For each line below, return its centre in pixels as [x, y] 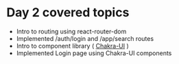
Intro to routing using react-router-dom [71, 31]
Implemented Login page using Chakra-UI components [94, 53]
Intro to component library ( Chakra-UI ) [73, 46]
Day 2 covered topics [68, 13]
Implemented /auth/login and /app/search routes [85, 38]
